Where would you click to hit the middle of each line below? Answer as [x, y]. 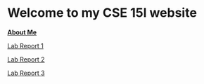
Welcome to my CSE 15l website [102, 13]
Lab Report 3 [26, 73]
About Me [22, 32]
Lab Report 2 [26, 59]
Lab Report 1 [25, 45]
